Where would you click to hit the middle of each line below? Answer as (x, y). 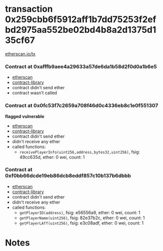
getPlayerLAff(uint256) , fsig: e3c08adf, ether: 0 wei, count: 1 (81, 223)
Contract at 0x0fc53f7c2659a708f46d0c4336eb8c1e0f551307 (82, 105)
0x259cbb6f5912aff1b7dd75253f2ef (81, 19)
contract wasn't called (34, 93)
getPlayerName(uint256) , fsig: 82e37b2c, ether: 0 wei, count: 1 (82, 218)
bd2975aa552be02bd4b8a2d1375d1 (81, 30)
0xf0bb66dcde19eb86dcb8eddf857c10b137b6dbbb (68, 176)
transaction (29, 9)
